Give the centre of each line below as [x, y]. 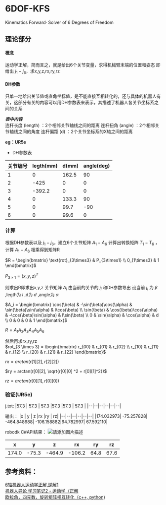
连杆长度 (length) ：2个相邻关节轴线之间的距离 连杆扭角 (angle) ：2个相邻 [80, 125]
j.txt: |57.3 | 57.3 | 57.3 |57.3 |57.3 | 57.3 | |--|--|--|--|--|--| [63, 406]
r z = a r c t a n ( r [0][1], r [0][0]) [32, 381]
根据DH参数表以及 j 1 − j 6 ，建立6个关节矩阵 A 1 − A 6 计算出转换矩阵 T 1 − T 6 [80, 243]
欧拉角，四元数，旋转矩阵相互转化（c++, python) [55, 497]
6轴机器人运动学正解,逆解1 [32, 485]
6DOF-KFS [28, 9]
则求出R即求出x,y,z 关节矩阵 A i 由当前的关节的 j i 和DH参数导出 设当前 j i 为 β [81, 288]
